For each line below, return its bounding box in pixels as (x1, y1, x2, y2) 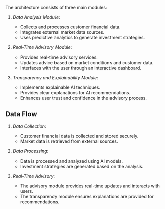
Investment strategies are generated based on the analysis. (20, 163, 144, 169)
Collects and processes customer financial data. (20, 24, 121, 30)
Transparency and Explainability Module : (12, 75, 98, 80)
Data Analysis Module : (12, 14, 60, 20)
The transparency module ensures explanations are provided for (20, 193, 154, 199)
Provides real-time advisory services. (20, 54, 98, 60)
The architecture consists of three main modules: (5, 5, 107, 10)
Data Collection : (12, 123, 46, 129)
